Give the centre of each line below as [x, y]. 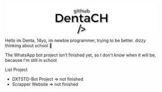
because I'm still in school [31, 60]
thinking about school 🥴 [29, 46]
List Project [16, 70]
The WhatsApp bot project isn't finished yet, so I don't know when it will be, [81, 55]
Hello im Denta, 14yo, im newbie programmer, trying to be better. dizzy [76, 40]
